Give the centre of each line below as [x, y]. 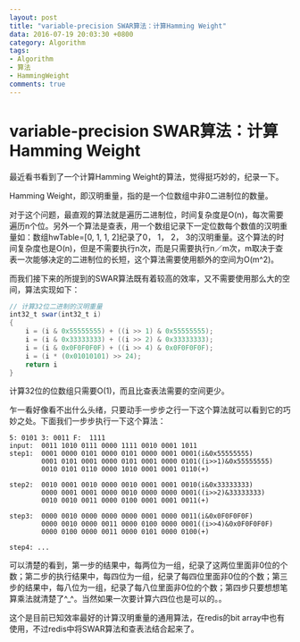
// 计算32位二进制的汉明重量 [56, 306]
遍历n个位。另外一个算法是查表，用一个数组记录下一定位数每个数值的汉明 [145, 225]
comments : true [37, 84]
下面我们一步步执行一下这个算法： [103, 421]
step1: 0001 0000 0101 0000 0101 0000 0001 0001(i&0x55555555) [131, 454]
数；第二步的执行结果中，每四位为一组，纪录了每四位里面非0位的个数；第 [145, 577]
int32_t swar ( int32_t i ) [55, 315]
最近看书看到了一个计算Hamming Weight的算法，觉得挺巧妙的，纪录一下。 [146, 176]
